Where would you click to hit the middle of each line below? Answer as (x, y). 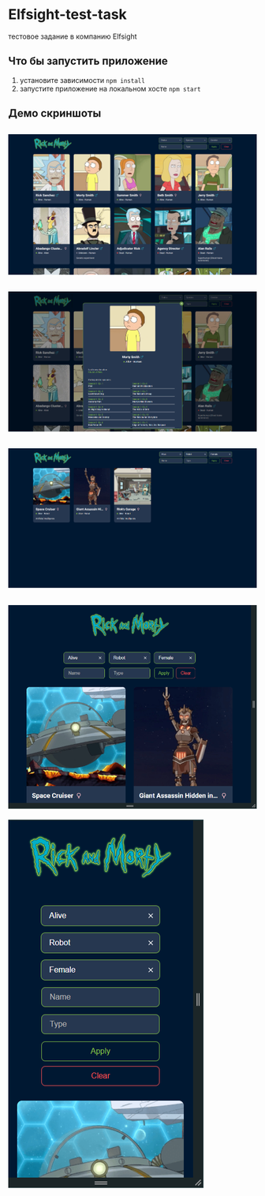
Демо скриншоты (55, 113)
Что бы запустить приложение (88, 61)
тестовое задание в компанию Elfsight (73, 36)
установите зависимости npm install (82, 80)
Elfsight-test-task (68, 15)
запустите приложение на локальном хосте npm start (110, 88)
